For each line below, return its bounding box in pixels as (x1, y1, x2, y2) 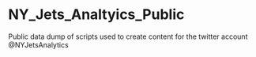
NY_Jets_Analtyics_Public (8, 6, 185, 24)
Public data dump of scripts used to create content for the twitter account (8, 32, 248, 41)
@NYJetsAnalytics (8, 40, 69, 49)
